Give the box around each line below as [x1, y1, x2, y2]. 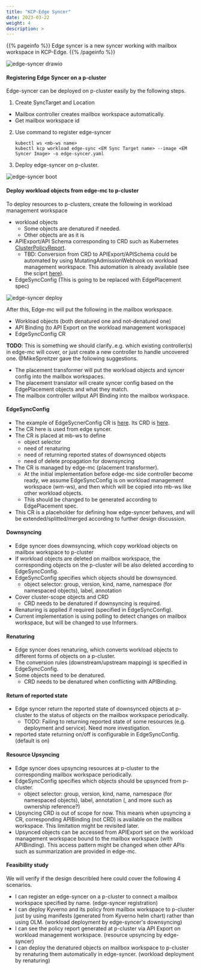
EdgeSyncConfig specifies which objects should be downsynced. [14, 574, 178, 582]
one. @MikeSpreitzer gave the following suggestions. [6, 355, 138, 362]
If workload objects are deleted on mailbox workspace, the [14, 555, 161, 562]
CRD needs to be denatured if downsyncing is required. [23, 600, 161, 607]
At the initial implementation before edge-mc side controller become [23, 470, 193, 477]
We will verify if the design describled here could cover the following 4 [6, 874, 181, 882]
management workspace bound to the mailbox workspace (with [14, 835, 173, 842]
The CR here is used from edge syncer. [14, 425, 112, 432]
